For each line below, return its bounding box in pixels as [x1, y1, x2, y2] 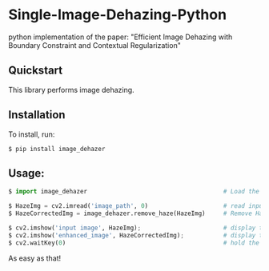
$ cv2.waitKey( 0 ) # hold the [8, 238, 260, 247]
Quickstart [8, 64, 63, 78]
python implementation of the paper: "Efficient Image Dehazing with [8, 32, 233, 42]
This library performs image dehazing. [8, 85, 134, 94]
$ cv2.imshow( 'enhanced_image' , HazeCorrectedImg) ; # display [8, 231, 256, 239]
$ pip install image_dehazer [8, 145, 106, 153]
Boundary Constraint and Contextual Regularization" [8, 40, 182, 50]
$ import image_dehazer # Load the [8, 188, 260, 196]
